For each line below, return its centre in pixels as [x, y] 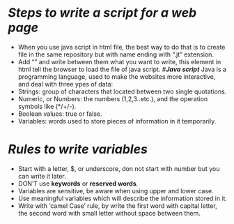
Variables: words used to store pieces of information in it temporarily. [117, 121]
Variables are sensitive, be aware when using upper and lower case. [116, 191]
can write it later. [42, 176]
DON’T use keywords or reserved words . [78, 184]
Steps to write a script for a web [102, 13]
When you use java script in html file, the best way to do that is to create [122, 47]
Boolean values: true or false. [60, 114]
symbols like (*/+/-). [47, 106]
